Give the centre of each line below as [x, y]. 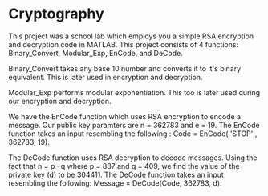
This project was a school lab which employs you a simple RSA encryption [131, 36]
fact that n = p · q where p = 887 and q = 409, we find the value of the [124, 166]
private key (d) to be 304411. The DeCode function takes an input [116, 174]
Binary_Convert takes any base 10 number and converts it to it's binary [125, 68]
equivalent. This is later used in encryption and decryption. [106, 77]
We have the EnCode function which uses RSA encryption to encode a [125, 116]
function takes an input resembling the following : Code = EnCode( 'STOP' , [133, 134]
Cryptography [56, 14]
